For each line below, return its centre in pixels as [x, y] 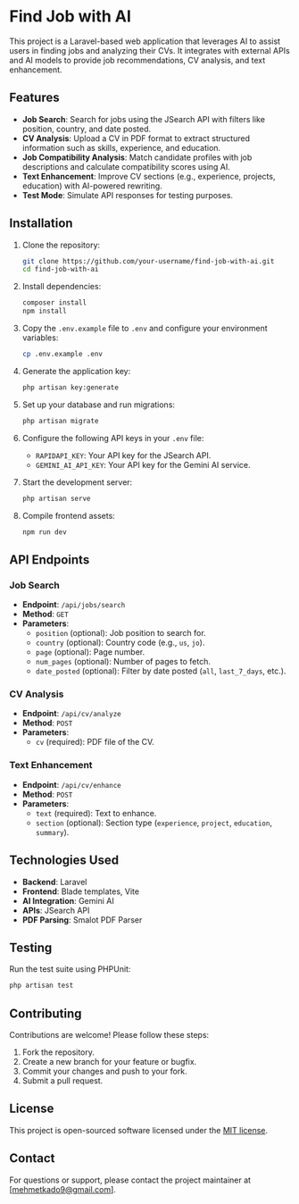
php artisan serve [56, 498]
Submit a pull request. [62, 1081]
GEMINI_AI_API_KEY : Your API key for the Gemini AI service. [143, 464]
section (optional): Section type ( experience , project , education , [154, 823]
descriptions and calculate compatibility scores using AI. [126, 166]
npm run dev [44, 532]
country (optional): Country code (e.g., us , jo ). [120, 643]
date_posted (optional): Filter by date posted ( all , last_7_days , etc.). [161, 671]
